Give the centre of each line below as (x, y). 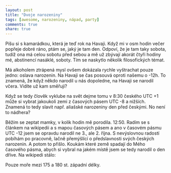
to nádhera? (18, 113)
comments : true (21, 24)
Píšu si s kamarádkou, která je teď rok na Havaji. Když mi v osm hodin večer (85, 44)
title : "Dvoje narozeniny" (34, 15)
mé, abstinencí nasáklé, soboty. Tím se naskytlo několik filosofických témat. (85, 60)
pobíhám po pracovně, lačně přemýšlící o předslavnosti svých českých (80, 139)
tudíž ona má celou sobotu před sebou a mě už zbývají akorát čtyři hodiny (83, 55)
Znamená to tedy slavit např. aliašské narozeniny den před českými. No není (85, 107)
